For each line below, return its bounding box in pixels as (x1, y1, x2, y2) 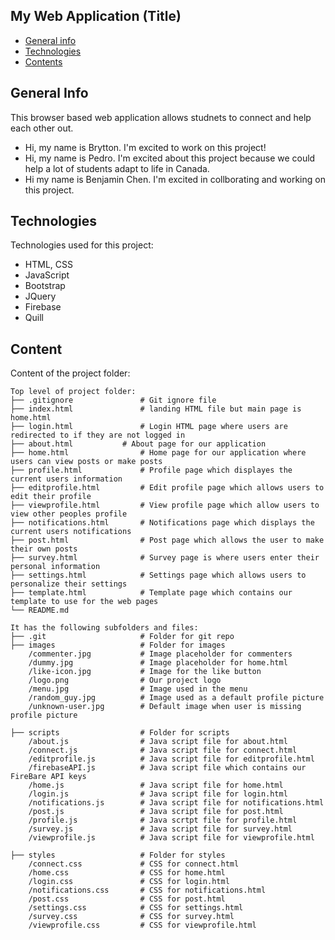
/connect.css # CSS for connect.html (28, 859, 240, 869)
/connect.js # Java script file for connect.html (28, 745, 298, 756)
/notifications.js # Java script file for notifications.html (28, 798, 325, 808)
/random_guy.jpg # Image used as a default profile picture (28, 693, 325, 703)
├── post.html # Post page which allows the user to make (10, 535, 325, 546)
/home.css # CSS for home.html (28, 868, 226, 878)
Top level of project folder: (10, 387, 137, 397)
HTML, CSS (24, 259, 73, 271)
